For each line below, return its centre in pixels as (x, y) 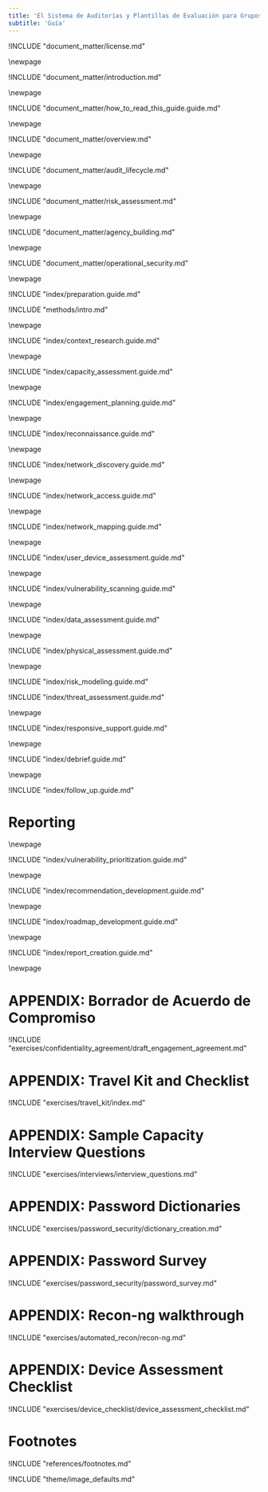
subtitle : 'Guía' (37, 23)
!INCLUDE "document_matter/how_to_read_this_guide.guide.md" (114, 108)
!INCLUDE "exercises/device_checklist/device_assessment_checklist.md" (129, 1409)
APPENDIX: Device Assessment (116, 1370)
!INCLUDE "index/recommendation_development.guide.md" (106, 891)
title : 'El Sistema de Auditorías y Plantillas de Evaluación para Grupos (135, 16)
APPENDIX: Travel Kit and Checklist (129, 1080)
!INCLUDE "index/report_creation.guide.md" (81, 953)
